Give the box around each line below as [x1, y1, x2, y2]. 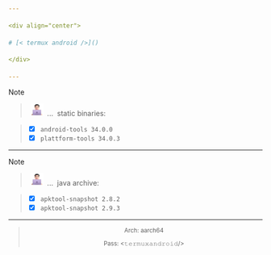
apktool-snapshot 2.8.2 [40, 195, 121, 203]
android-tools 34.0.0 [40, 125, 113, 133]
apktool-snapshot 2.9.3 [40, 204, 121, 213]
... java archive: [47, 178, 99, 187]
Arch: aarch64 [123, 227, 164, 235]
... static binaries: [47, 108, 106, 118]
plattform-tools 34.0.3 [40, 134, 121, 143]
